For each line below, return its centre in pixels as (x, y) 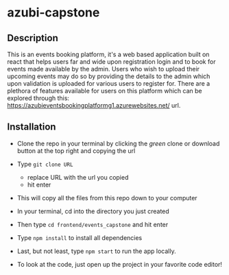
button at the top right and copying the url (76, 151)
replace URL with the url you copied (78, 177)
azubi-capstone (53, 13)
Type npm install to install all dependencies (80, 237)
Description (33, 38)
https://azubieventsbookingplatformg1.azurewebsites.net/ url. (94, 105)
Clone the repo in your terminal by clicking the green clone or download (118, 143)
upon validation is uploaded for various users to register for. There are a (109, 83)
